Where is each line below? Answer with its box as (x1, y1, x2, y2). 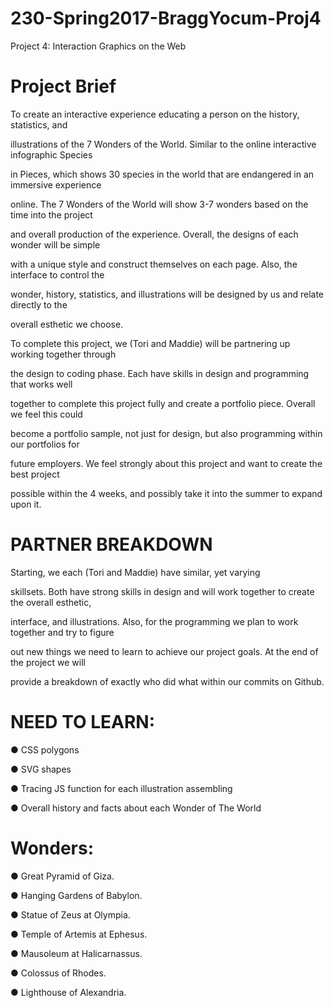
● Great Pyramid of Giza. (10, 870, 115, 882)
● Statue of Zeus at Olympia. (10, 908, 131, 921)
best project (10, 468, 60, 480)
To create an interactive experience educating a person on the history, (10, 108, 300, 120)
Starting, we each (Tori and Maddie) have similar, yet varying (10, 566, 261, 578)
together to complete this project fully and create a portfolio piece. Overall (10, 397, 316, 409)
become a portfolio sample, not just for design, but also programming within (10, 427, 323, 439)
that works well (10, 378, 73, 390)
